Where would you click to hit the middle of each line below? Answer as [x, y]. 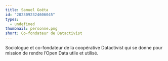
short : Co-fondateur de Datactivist [44, 33]
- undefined [23, 24]
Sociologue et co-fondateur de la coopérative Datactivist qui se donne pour [84, 48]
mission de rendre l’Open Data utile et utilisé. [52, 53]
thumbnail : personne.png [31, 29]
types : [12, 19]
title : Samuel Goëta [27, 10]
